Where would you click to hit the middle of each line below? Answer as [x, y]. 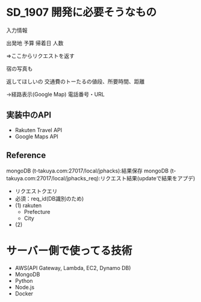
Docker [24, 294]
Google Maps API [36, 136]
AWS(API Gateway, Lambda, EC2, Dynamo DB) [73, 268]
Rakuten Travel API [38, 130]
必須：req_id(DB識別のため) [49, 198]
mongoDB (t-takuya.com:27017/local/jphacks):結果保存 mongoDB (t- [91, 171]
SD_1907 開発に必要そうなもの [82, 12]
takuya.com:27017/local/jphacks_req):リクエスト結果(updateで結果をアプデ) [101, 178]
